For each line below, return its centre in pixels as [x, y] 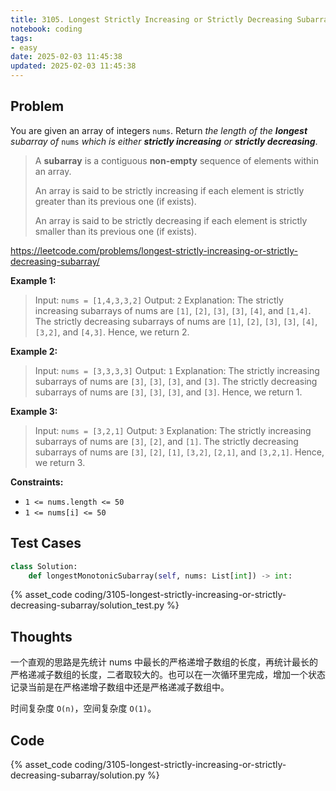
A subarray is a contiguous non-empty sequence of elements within [176, 160]
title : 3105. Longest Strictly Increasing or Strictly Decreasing [151, 19]
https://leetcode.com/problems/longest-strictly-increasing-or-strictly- [154, 250]
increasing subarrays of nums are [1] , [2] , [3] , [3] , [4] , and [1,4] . [173, 310]
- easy [24, 47]
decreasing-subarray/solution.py [78, 775]
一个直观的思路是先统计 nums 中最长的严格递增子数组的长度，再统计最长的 [164, 662]
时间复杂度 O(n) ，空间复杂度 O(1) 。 [83, 708]
